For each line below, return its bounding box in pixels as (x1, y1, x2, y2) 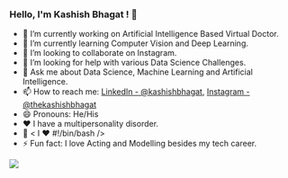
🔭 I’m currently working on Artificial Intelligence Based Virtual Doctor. (22, 29, 279, 40)
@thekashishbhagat (22, 99, 97, 111)
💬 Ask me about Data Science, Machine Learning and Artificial (22, 67, 254, 77)
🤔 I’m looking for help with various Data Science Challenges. (22, 58, 247, 68)
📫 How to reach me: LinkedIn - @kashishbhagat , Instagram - (22, 86, 250, 97)
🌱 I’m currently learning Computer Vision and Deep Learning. (22, 38, 249, 49)
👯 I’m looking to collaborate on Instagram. (22, 48, 177, 58)
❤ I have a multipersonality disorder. (22, 119, 159, 129)
